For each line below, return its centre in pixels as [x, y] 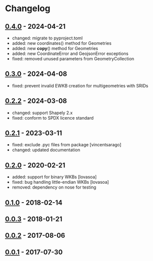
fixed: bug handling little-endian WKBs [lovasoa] [60, 182]
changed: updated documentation [46, 150]
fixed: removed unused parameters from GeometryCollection [73, 59]
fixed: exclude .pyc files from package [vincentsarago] [67, 145]
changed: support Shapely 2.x [42, 113]
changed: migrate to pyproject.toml [47, 38]
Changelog [28, 9]
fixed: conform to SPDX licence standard [53, 118]
